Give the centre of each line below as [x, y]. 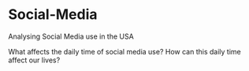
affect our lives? [34, 60]
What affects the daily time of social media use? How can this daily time [125, 51]
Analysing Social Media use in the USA [71, 36]
